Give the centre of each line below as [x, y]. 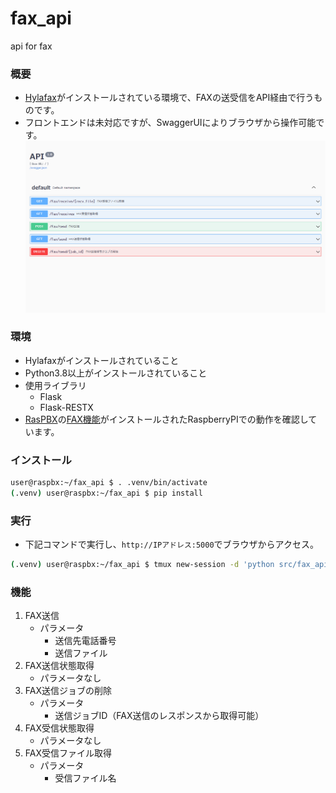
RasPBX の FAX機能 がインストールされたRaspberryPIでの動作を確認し [166, 419]
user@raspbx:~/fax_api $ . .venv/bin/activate [109, 483]
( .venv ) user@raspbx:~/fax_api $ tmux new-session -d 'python [142, 565]
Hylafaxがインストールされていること [102, 360]
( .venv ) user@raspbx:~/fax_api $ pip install [106, 493]
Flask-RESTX [66, 407]
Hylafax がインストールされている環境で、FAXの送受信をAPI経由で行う [169, 98]
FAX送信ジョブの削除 [68, 691]
